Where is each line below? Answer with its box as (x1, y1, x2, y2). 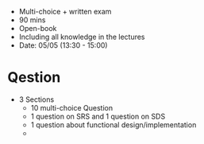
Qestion (7, 68, 61, 87)
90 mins (18, 15, 46, 25)
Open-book (18, 24, 57, 33)
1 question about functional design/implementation (30, 119, 197, 130)
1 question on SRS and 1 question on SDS (30, 111, 166, 121)
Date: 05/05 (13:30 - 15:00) (18, 41, 108, 50)
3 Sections (18, 95, 55, 104)
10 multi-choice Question (30, 103, 113, 112)
